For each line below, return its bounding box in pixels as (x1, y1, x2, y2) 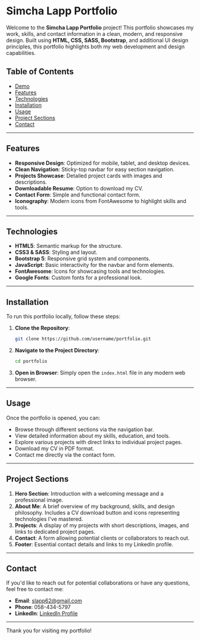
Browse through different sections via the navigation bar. (14, 426, 154, 433)
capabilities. (6, 49, 36, 56)
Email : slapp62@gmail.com (14, 597, 82, 604)
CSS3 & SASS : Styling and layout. (14, 249, 98, 256)
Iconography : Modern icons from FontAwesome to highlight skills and (14, 197, 186, 204)
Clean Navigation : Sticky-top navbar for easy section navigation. (14, 165, 175, 173)
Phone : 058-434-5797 (14, 604, 71, 611)
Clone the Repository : (14, 324, 70, 332)
